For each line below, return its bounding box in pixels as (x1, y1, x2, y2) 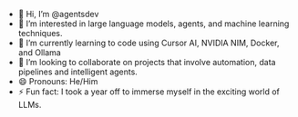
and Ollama (17, 47, 61, 58)
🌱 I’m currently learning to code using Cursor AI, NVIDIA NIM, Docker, (17, 37, 280, 48)
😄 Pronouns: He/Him (17, 76, 98, 86)
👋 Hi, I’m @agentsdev (17, 9, 99, 19)
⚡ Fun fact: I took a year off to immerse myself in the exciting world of (17, 86, 281, 97)
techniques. (17, 28, 63, 38)
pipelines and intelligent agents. (17, 66, 139, 77)
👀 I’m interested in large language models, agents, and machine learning (17, 18, 290, 29)
